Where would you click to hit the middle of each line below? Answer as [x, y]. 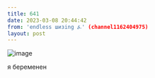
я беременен [27, 67]
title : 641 [23, 14]
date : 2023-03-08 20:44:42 [47, 20]
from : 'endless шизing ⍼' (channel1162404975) [78, 27]
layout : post [27, 33]
